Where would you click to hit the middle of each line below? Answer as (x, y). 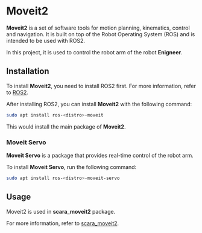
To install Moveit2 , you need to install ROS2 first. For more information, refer (101, 86)
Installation (28, 72)
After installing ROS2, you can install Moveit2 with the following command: (99, 104)
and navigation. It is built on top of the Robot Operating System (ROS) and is (101, 34)
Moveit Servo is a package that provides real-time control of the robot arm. (100, 155)
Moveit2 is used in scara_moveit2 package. (61, 211)
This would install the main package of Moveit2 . (66, 126)
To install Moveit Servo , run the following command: (71, 167)
